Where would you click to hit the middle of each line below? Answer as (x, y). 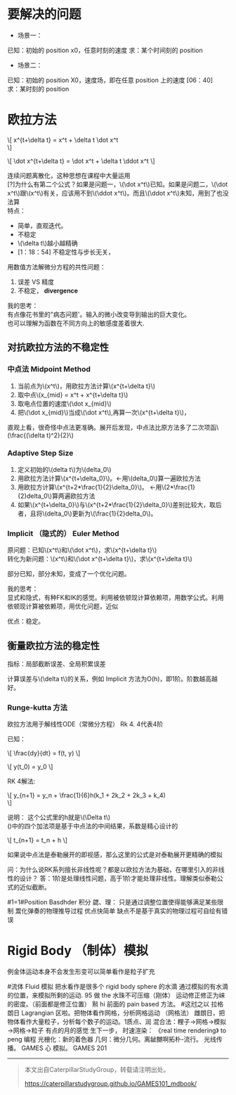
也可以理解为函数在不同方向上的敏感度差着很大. (76, 323)
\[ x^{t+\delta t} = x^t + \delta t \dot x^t (63, 140)
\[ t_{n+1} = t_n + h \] (38, 840)
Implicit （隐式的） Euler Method (63, 533)
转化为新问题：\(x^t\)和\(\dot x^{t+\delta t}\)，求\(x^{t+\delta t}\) (100, 559)
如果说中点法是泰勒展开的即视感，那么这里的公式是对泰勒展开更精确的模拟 (115, 854)
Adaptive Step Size (40, 453)
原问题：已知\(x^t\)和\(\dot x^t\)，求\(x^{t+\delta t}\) (82, 550)
